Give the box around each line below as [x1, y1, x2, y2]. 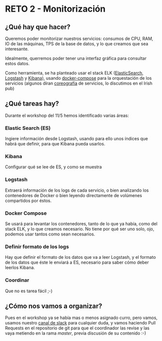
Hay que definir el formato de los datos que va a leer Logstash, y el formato [5, 254, 156, 260]
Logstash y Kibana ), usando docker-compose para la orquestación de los [5, 75, 152, 81]
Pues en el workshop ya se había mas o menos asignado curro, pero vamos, [5, 315, 158, 321]
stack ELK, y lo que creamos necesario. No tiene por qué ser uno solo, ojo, [5, 226, 154, 232]
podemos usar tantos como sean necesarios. [5, 231, 96, 237]
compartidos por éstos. [5, 197, 52, 203]
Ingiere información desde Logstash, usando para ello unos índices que [5, 136, 148, 142]
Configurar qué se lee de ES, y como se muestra [5, 164, 102, 170]
